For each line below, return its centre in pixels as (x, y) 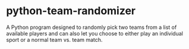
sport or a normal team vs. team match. (54, 40)
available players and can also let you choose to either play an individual (94, 33)
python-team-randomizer (71, 11)
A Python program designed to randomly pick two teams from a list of (92, 27)
